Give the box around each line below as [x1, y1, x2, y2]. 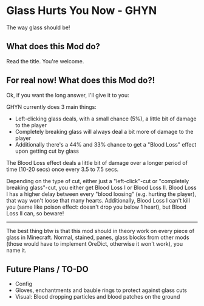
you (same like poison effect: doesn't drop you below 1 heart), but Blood [6, 203, 187, 210]
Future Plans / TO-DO [6, 264, 89, 274]
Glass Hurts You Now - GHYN [6, 4, 157, 18]
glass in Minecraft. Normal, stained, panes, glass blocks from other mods [6, 234, 189, 241]
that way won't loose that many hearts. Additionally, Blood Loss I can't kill [6, 196, 190, 204]
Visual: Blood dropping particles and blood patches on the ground [15, 293, 180, 301]
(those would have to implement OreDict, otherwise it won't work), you [6, 240, 183, 247]
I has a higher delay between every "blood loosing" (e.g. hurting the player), [6, 190, 196, 198]
